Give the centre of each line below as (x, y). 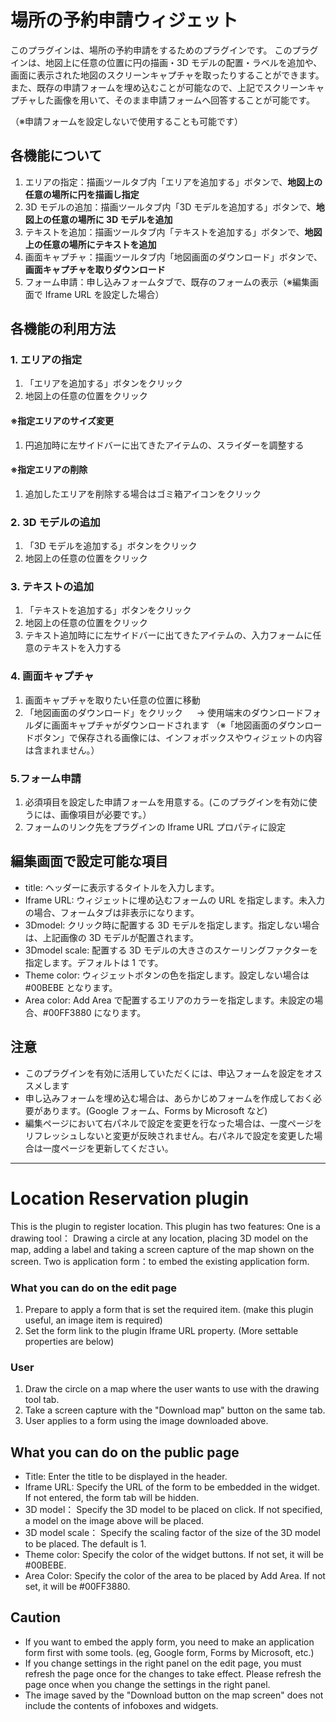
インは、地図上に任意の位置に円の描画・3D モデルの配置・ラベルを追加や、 (166, 62)
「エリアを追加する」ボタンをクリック (103, 383)
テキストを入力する (82, 648)
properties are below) (69, 1341)
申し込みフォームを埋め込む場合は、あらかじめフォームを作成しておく (169, 1098)
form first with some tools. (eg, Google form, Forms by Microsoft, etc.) (169, 1652)
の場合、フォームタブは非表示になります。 (112, 912)
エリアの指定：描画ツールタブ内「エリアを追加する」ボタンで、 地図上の (173, 182)
